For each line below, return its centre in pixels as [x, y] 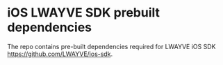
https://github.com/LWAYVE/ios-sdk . [60, 54]
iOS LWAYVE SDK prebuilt [83, 13]
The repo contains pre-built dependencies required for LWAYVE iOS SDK [111, 46]
